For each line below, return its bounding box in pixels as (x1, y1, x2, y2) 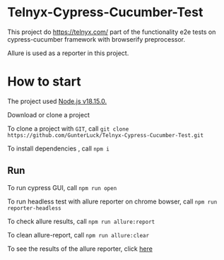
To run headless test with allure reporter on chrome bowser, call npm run (7, 197, 218, 206)
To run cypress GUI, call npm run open (7, 183, 117, 191)
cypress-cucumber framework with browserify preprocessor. (7, 35, 186, 43)
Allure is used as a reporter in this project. (7, 49, 129, 57)
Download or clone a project (7, 110, 90, 119)
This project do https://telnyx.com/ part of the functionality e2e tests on (7, 28, 216, 36)
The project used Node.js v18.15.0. (7, 97, 107, 105)
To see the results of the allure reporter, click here (7, 244, 153, 253)
